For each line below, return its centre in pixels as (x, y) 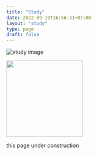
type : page (20, 29)
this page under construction (43, 146)
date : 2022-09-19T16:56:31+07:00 (49, 18)
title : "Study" (26, 12)
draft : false (23, 35)
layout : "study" (27, 23)
